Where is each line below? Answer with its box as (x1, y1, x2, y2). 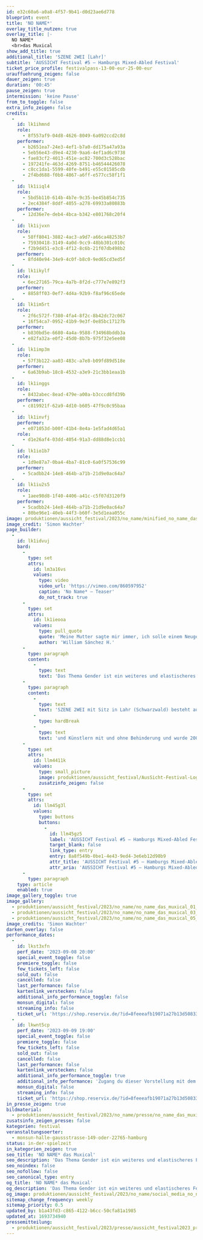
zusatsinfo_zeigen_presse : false (6, 1118, 91, 1124)
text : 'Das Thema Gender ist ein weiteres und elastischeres (38, 673, 196, 679)
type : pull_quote (38, 628, 83, 635)
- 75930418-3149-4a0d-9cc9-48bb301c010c (22, 240, 126, 246)
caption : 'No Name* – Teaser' (38, 589, 115, 595)
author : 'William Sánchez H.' (38, 639, 115, 645)
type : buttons (38, 814, 74, 820)
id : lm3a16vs (33, 566, 66, 572)
